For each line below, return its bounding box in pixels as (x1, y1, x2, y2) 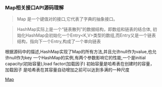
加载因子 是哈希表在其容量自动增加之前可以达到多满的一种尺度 (5, 67, 130, 73)
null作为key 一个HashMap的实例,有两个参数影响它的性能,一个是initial (9, 55, 146, 61)
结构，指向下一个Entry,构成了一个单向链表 (16, 39, 101, 44)
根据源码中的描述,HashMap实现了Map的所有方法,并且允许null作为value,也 (5, 49, 153, 55)
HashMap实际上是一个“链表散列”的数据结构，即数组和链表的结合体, (16, 27, 152, 32)
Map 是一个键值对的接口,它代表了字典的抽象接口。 (16, 16, 118, 22)
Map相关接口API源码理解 (5, 4, 64, 11)
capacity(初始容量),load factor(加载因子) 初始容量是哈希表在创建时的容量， (5, 61, 155, 67)
